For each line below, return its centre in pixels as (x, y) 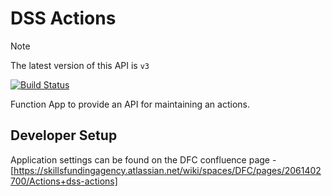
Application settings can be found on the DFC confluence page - (143, 159)
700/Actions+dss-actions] (64, 181)
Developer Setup (64, 135)
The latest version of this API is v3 (80, 65)
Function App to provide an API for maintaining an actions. (130, 104)
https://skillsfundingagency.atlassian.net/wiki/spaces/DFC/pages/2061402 (167, 170)
